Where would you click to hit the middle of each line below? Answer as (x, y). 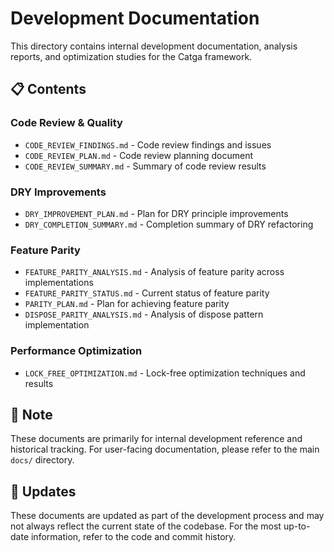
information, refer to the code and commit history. (133, 537)
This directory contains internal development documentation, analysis (154, 46)
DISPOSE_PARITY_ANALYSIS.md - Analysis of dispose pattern (144, 314)
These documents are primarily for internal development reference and (156, 439)
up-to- (297, 526)
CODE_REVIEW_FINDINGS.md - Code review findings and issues (148, 144)
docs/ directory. (42, 460)
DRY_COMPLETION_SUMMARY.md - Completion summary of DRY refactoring (169, 224)
